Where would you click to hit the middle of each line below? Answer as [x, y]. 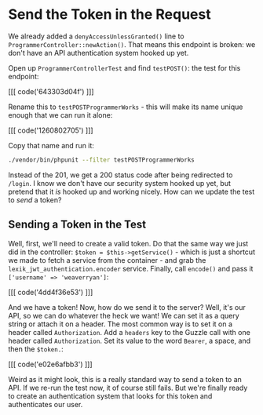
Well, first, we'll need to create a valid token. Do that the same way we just [128, 243]
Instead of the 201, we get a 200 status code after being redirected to [121, 175]
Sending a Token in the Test [77, 225]
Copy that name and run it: [51, 145]
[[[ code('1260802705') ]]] [51, 130]
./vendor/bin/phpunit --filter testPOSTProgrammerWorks [101, 160]
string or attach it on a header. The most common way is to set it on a [121, 324]
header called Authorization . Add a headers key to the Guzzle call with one [130, 332]
